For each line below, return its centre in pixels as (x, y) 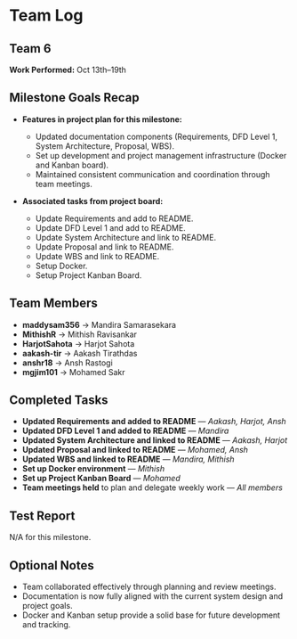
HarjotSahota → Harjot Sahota (78, 343)
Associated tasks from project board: (92, 201)
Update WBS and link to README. (97, 256)
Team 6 (30, 49)
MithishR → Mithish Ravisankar (80, 334)
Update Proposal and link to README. (104, 247)
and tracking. (46, 625)
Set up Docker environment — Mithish (93, 469)
